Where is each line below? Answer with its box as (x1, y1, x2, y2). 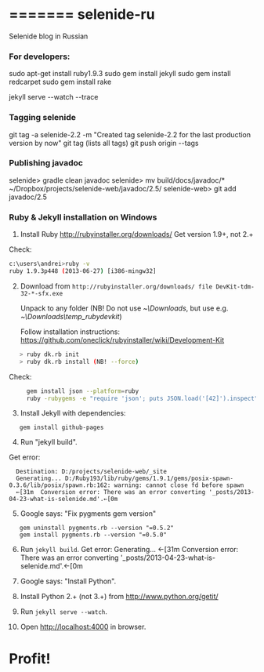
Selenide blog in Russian (9, 31, 89, 41)
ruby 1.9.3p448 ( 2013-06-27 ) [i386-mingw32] (9, 267, 157, 275)
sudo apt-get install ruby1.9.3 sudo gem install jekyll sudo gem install (9, 69, 231, 78)
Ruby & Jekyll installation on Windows (9, 212, 157, 223)
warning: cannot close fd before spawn (114, 481, 244, 489)
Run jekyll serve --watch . (20, 607, 108, 616)
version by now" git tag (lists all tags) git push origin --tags (9, 138, 199, 147)
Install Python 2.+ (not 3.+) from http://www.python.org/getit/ (20, 592, 219, 601)
